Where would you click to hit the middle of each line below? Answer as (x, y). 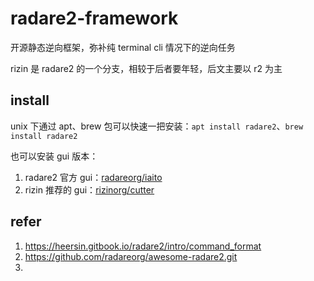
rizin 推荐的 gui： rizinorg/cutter (89, 189)
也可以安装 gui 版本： (54, 156)
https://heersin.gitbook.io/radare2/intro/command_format (143, 246)
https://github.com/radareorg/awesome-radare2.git (131, 256)
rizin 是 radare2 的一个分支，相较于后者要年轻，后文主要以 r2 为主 (146, 68)
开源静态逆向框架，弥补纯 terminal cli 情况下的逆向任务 (123, 47)
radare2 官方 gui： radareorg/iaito (93, 177)
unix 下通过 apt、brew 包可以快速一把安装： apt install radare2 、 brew (157, 126)
